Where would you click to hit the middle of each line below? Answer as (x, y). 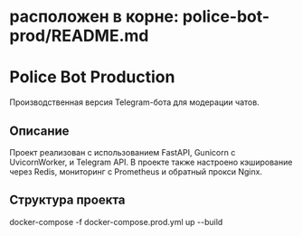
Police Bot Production (92, 77)
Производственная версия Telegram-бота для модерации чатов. (134, 102)
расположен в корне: (94, 17)
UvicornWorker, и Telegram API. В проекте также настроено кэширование (151, 162)
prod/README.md (79, 36)
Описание (39, 131)
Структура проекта (67, 200)
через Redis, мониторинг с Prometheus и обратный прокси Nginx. (136, 171)
